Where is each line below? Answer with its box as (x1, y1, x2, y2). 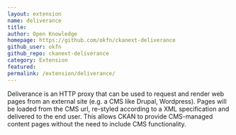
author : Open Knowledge (7, 30, 78, 38)
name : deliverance (7, 17, 62, 24)
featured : (7, 63, 37, 70)
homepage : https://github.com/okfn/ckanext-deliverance (7, 37, 176, 44)
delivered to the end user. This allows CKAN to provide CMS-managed (7, 112, 213, 121)
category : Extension (7, 57, 69, 64)
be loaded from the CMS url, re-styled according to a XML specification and (7, 104, 230, 113)
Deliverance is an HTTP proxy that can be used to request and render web (7, 90, 225, 98)
